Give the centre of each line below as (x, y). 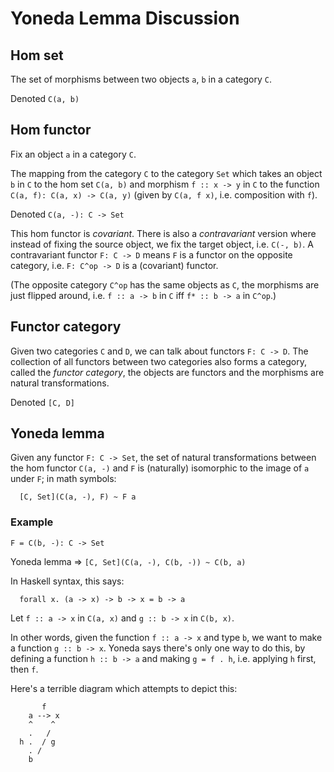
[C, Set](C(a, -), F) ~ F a (78, 497)
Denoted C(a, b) (45, 98)
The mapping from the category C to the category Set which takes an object (166, 173)
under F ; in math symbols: (63, 479)
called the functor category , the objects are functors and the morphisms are (167, 372)
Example (32, 522)
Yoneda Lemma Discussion (125, 18)
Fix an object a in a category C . (73, 154)
